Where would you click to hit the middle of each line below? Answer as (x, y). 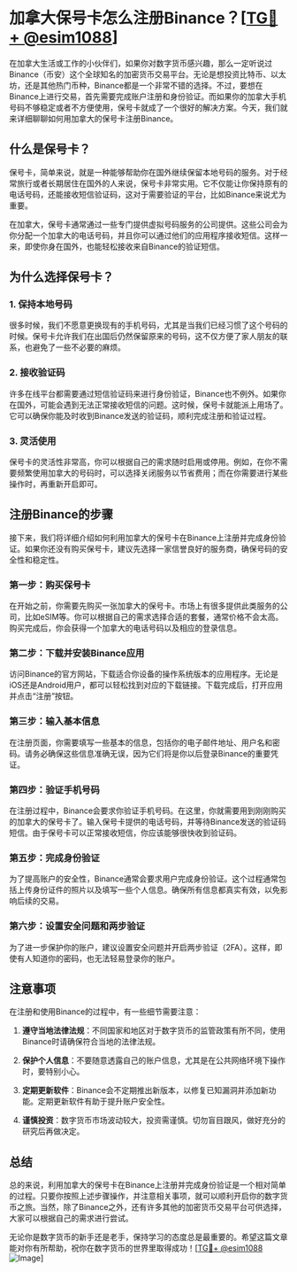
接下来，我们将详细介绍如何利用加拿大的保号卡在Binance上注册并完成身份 (144, 538)
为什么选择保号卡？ (61, 277)
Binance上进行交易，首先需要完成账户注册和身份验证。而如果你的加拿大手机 (148, 96)
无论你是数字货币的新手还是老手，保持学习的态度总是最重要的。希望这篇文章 (148, 1237)
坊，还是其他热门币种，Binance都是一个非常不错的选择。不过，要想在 (136, 85)
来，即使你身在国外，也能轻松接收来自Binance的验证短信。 (117, 246)
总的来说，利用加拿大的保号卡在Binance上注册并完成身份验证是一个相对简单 (148, 1185)
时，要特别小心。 (53, 1072)
